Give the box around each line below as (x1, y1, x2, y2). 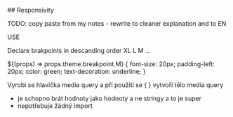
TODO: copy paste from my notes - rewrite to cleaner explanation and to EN (7, 19, 227, 27)
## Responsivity (7, 6, 55, 14)
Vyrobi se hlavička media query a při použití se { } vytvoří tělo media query (7, 81, 223, 89)
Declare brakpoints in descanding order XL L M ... (7, 47, 151, 54)
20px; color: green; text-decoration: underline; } (7, 68, 146, 75)
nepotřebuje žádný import (17, 102, 93, 110)
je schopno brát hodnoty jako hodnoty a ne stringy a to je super (17, 94, 202, 102)
